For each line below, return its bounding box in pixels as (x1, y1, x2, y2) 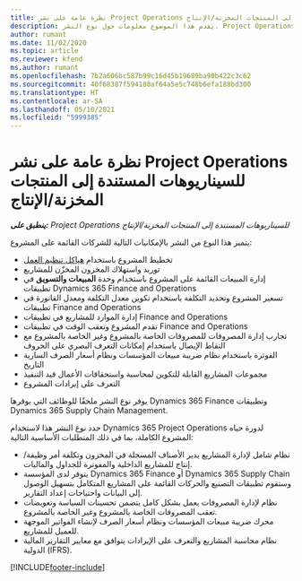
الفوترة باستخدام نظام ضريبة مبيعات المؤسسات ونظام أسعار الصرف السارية (22, 350, 278, 360)
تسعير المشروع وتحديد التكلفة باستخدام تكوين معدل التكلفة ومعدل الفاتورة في (22, 292, 283, 303)
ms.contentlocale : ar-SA (10, 96, 103, 106)
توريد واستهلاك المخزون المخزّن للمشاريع (22, 264, 160, 274)
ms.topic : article (10, 47, 79, 56)
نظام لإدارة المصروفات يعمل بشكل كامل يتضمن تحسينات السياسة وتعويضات (22, 497, 278, 507)
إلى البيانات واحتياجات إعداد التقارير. (22, 488, 142, 499)
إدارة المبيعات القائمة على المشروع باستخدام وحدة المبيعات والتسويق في (22, 273, 266, 284)
